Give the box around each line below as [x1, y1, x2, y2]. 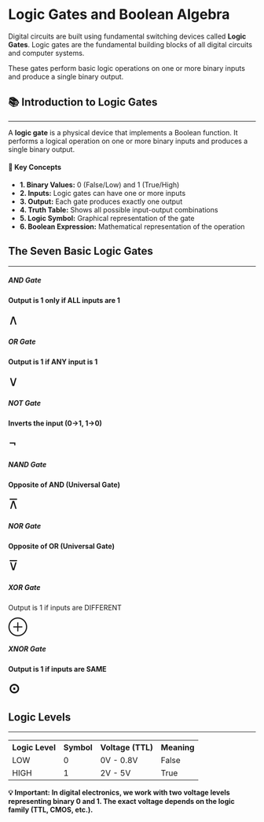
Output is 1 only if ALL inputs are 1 [8, 295, 120, 304]
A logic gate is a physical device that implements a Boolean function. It [8, 127, 238, 137]
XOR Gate [8, 583, 41, 592]
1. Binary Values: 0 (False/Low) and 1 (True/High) [19, 179, 180, 190]
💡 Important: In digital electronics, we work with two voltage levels [8, 788, 230, 798]
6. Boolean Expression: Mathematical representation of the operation [19, 222, 245, 231]
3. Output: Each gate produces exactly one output [19, 197, 183, 206]
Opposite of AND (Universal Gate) [8, 480, 120, 489]
